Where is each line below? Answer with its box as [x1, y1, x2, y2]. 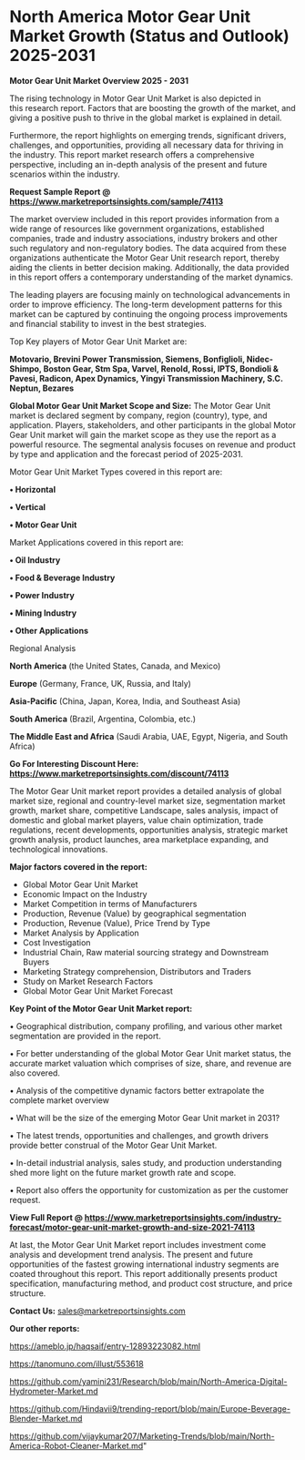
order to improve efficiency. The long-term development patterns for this [9, 299, 282, 310]
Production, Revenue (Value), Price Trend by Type [22, 917, 211, 928]
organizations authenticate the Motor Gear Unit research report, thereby [9, 252, 280, 263]
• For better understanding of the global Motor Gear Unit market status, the [9, 1047, 291, 1058]
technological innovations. [9, 843, 108, 854]
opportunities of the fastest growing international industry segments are [9, 1259, 280, 1270]
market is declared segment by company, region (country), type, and [9, 410, 268, 421]
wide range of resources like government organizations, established [9, 223, 265, 234]
